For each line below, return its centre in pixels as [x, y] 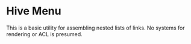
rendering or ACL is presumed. [44, 34]
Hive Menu [34, 11]
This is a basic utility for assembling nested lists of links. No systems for [95, 28]
